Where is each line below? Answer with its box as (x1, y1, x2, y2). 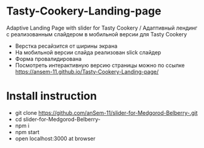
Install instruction (6, 89, 97, 103)
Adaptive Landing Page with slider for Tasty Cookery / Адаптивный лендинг (6, 24, 198, 31)
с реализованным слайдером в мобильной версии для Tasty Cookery (6, 30, 187, 37)
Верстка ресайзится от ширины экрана (15, 42, 118, 50)
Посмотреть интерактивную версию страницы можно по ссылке (15, 62, 185, 69)
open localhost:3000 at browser (15, 135, 96, 142)
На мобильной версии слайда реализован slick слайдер (15, 48, 161, 56)
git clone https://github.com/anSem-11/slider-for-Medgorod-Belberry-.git (15, 109, 198, 116)
